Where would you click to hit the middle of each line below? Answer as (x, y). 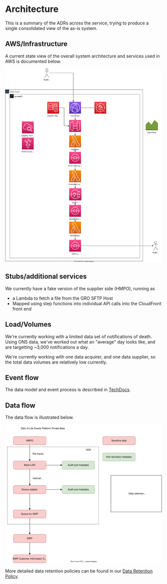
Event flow (22, 378)
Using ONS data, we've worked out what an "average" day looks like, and (80, 342)
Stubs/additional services (46, 277)
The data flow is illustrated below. (40, 417)
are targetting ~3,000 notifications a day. (47, 347)
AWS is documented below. (33, 61)
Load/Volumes (28, 324)
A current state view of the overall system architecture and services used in (83, 56)
